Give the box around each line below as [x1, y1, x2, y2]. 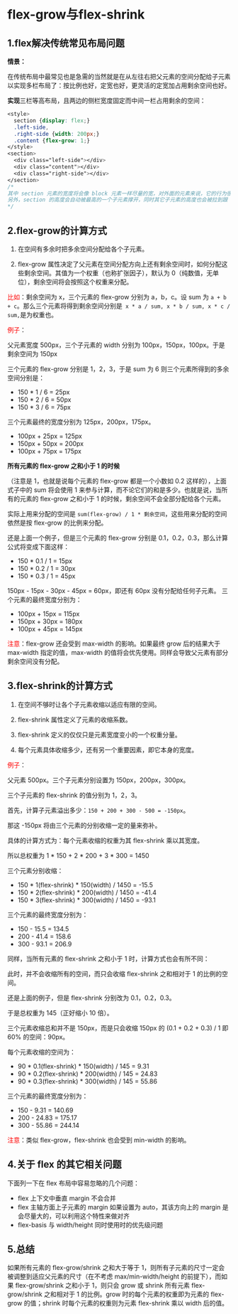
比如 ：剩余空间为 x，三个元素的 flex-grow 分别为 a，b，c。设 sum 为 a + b [7, 292, 227, 301]
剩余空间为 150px [7, 349, 58, 358]
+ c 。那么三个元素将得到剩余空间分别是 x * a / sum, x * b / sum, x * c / [7, 301, 230, 310]
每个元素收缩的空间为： [7, 1047, 76, 1056]
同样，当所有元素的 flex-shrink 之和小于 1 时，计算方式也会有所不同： [7, 954, 210, 963]
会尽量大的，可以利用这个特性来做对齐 [17, 1212, 130, 1220]
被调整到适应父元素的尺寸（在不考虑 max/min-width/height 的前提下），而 [7, 1272, 222, 1281]
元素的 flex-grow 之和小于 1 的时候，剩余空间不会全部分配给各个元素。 [19, 494, 225, 503]
